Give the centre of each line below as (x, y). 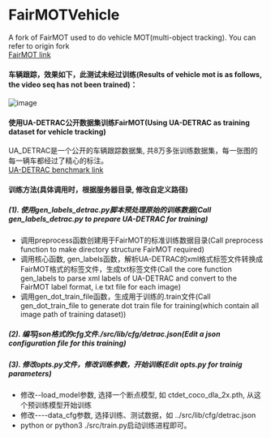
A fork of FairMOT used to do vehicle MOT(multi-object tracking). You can (132, 37)
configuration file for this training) (67, 343)
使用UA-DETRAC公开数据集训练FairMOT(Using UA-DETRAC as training (129, 122)
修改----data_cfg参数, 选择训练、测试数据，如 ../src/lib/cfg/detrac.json (138, 415)
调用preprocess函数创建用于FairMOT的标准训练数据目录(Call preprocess (142, 240)
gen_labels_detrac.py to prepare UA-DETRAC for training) (108, 219)
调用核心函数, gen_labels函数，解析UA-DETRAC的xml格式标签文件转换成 (142, 259)
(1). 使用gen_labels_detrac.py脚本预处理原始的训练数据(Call (110, 209)
